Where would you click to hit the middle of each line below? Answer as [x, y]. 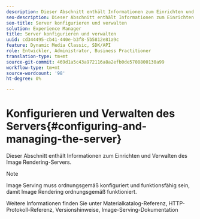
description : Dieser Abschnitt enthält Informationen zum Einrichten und [100, 12]
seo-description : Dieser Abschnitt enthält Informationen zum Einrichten [100, 17]
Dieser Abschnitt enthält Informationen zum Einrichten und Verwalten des [97, 156]
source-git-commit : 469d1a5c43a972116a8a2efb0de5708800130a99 [85, 62]
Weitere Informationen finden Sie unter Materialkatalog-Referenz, [87, 203]
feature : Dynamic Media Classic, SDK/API [59, 46]
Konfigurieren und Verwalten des [91, 114]
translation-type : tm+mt [37, 56]
